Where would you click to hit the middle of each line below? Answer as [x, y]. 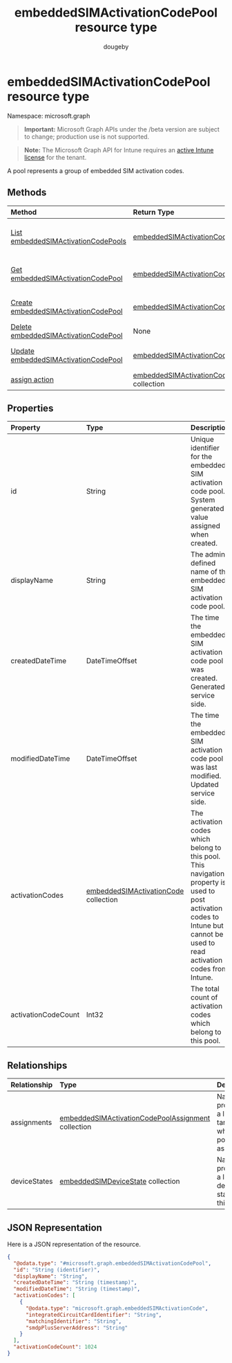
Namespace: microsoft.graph [49, 116]
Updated [205, 785]
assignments [31, 1123]
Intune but [207, 926]
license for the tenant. [55, 157]
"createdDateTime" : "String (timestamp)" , [75, 1283]
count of [204, 998]
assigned [206, 526]
